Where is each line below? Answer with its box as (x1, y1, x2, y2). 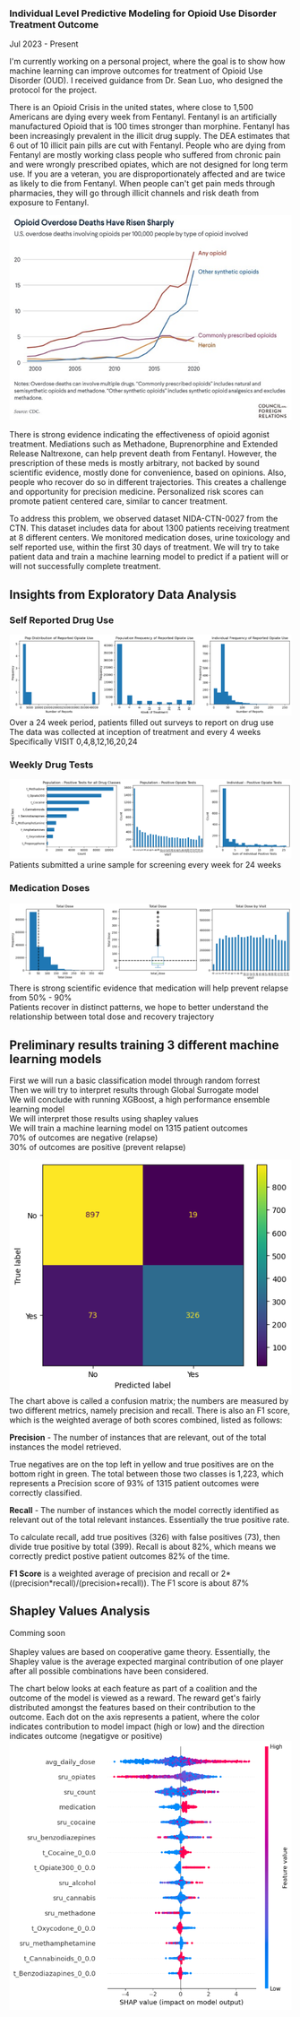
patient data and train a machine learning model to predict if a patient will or (9, 551, 289, 562)
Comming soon (9, 1627, 65, 1638)
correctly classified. (9, 1487, 82, 1498)
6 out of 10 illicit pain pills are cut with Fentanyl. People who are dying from (9, 140, 287, 151)
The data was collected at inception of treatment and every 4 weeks (9, 726, 261, 737)
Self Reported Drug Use (9, 613, 115, 626)
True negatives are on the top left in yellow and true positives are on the (9, 1459, 275, 1469)
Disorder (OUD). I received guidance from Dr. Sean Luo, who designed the (9, 75, 284, 86)
